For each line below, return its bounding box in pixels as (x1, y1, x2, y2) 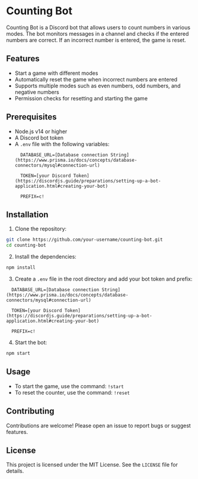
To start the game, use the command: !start (14, 382, 124, 390)
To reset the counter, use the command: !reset (14, 389, 130, 396)
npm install (6, 264, 36, 271)
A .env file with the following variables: (14, 140, 110, 147)
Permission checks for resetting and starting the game (14, 94, 148, 102)
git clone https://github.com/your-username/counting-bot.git (6, 237, 163, 243)
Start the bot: (14, 339, 47, 346)
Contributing (6, 406, 55, 417)
